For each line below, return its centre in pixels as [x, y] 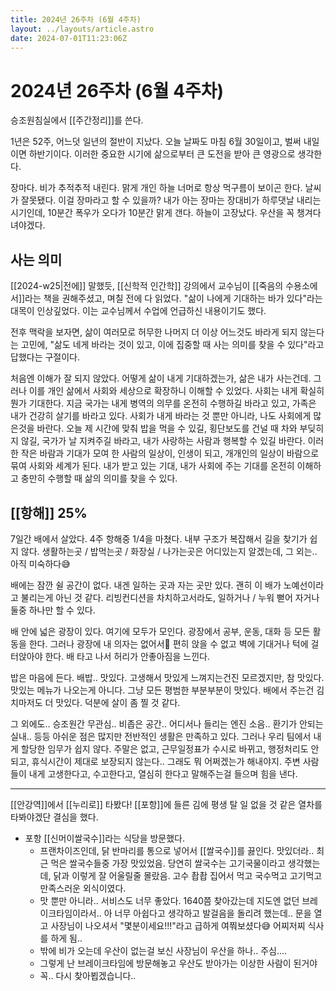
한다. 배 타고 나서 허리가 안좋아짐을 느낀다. [127, 656]
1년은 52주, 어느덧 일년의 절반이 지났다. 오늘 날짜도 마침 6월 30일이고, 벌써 [156, 142]
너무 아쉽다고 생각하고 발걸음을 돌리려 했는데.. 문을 [213, 913]
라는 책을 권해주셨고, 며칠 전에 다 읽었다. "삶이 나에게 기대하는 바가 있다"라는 [173, 298]
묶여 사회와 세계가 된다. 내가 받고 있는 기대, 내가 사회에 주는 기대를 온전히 [152, 466]
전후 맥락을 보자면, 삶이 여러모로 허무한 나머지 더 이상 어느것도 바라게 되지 [154, 332]
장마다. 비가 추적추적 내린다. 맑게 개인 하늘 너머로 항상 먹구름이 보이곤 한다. [156, 188]
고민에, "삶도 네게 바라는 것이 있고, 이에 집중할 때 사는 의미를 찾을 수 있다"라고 [172, 345]
